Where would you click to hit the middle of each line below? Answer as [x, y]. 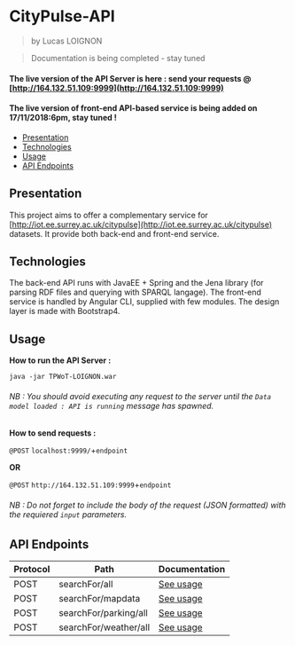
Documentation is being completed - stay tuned [118, 58]
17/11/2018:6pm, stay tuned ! [63, 118]
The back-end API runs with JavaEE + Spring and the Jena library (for [136, 283]
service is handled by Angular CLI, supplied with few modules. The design [144, 302]
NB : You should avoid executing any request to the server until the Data [140, 396]
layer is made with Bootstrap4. [65, 311]
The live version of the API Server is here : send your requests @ [130, 78]
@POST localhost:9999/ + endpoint [69, 451]
